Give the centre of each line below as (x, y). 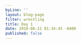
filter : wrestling (25, 19)
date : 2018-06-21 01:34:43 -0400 (41, 29)
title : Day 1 (19, 24)
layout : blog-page (25, 15)
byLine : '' (17, 10)
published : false (24, 33)
